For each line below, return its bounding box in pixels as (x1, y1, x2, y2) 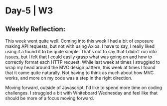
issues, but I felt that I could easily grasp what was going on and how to (5, 54, 153, 60)
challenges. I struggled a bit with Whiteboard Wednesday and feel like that (5, 90, 158, 96)
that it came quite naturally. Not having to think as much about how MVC (5, 70, 154, 76)
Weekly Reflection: (5, 25, 66, 33)
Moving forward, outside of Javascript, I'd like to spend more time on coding (5, 85, 163, 91)
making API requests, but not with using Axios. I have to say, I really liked (5, 43, 155, 49)
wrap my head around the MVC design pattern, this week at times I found (5, 65, 156, 70)
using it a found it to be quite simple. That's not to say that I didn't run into (5, 49, 157, 54)
